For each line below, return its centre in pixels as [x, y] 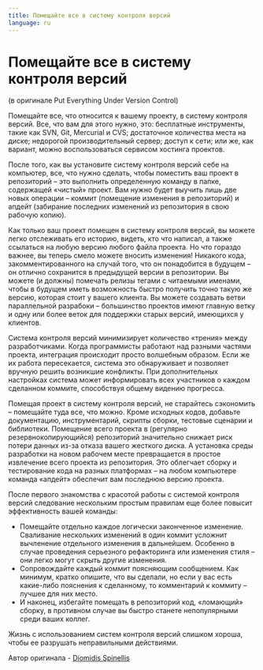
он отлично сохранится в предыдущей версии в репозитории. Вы [119, 273]
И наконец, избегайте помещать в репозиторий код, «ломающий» [131, 602]
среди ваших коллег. [55, 619]
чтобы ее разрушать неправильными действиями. [93, 643]
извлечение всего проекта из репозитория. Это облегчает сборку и [122, 462]
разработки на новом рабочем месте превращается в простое [115, 454]
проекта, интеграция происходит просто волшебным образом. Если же [129, 355]
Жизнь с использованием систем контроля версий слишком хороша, [126, 634]
